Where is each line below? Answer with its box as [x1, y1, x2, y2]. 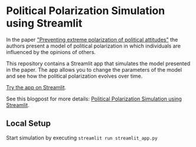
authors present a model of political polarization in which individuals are [6, 42, 181, 49]
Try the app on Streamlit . [6, 83, 67, 91]
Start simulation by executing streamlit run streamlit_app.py [6, 134, 158, 141]
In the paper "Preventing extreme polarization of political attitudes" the [6, 36, 178, 43]
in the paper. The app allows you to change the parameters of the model [6, 66, 182, 73]
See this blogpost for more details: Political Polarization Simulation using [6, 95, 182, 102]
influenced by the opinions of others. [6, 48, 96, 55]
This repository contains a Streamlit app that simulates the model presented [6, 60, 191, 67]
